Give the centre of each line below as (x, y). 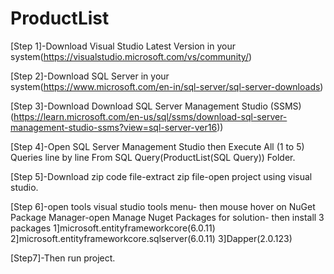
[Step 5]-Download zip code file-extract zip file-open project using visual (161, 176)
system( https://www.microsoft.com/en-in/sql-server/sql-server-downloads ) (167, 86)
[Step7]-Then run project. (63, 258)
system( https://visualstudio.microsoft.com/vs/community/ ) (131, 56)
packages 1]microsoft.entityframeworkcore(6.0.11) (113, 228)
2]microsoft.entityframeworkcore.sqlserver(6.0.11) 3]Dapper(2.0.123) (151, 238)
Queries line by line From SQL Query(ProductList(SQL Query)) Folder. (153, 157)
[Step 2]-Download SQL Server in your (90, 76)
